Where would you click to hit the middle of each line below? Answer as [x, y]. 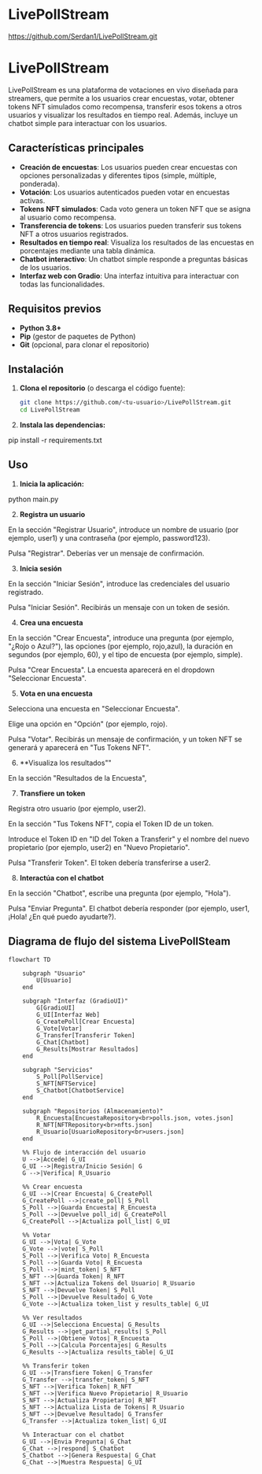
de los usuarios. [46, 267]
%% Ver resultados [52, 1317]
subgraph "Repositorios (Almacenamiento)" [93, 1111]
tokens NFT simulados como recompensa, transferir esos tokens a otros [125, 106]
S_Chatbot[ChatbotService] [81, 1090]
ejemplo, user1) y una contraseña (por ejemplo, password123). [109, 538]
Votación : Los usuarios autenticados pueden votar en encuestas [125, 192]
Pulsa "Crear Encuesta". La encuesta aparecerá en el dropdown [111, 670]
